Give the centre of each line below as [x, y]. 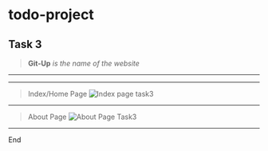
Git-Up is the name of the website [83, 63]
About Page [47, 117]
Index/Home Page [57, 94]
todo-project [51, 15]
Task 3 [25, 44]
